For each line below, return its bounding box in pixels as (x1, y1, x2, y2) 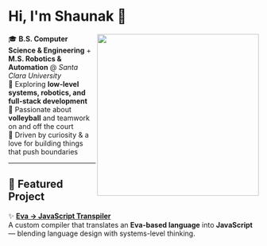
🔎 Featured (8, 178, 64, 191)
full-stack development (8, 96, 87, 106)
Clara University (8, 71, 62, 80)
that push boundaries (8, 146, 78, 156)
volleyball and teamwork (8, 113, 90, 123)
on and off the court (8, 121, 74, 131)
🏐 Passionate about (8, 104, 72, 114)
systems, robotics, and (8, 88, 86, 97)
